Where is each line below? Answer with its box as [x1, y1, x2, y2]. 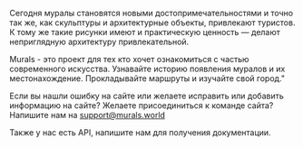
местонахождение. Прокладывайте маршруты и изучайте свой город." [9, 73, 286, 84]
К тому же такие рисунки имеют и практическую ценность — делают [9, 27, 281, 37]
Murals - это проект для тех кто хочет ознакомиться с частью [9, 54, 249, 64]
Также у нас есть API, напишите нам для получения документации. [9, 127, 271, 138]
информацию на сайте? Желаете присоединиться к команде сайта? [9, 100, 274, 111]
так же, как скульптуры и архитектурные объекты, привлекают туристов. [9, 17, 296, 28]
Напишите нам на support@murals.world [9, 110, 166, 120]
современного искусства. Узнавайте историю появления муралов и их [9, 63, 286, 74]
